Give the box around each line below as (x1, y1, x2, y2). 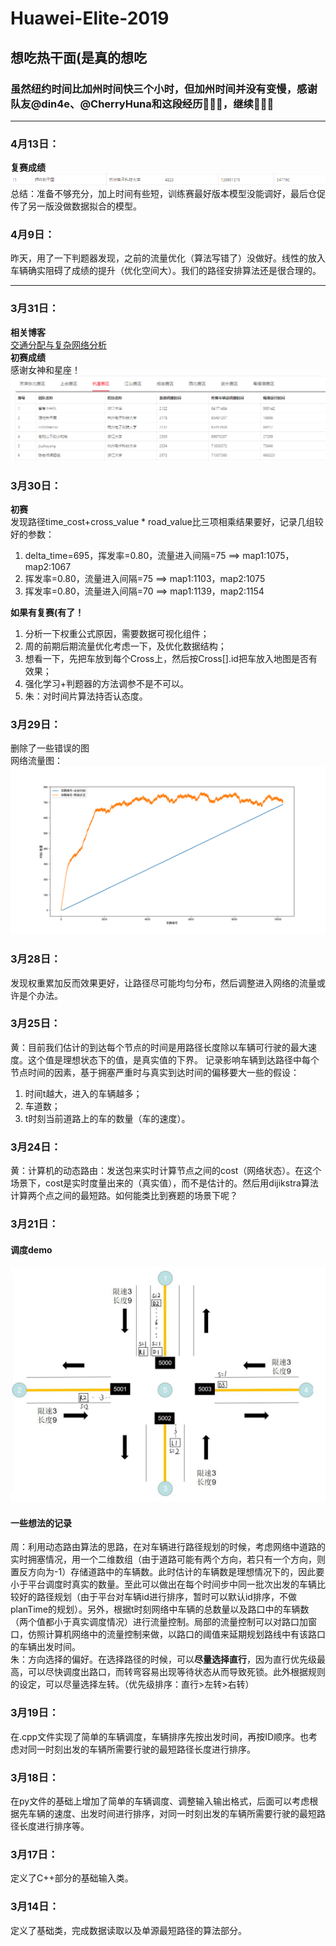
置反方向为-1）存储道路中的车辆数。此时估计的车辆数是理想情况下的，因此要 (10, 1566, 325, 1578)
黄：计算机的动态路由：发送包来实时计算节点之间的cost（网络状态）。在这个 (10, 1165, 322, 1177)
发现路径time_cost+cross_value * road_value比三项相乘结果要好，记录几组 (10, 516, 315, 528)
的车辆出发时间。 (10, 1641, 81, 1653)
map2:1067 (24, 561, 72, 573)
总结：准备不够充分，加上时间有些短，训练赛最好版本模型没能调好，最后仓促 (10, 187, 326, 199)
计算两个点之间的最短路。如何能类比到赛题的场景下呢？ (10, 1190, 238, 1202)
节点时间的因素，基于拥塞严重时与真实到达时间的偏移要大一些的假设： (10, 1066, 300, 1078)
